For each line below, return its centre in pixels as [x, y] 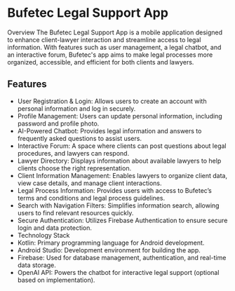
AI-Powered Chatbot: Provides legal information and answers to [109, 130]
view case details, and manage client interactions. [90, 183]
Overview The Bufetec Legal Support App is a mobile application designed [115, 32]
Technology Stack [43, 235]
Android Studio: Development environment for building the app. [109, 250]
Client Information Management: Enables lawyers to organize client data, [122, 175]
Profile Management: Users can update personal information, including [120, 116]
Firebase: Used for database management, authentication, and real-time [122, 257]
